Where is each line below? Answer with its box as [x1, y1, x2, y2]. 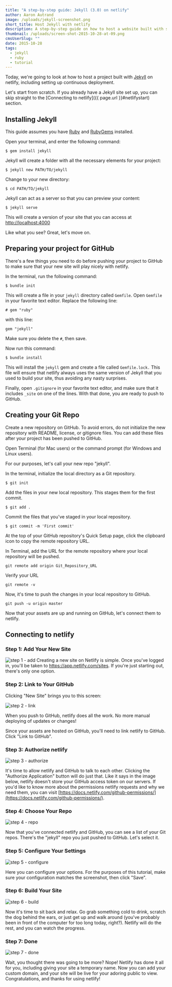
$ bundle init [5, 283, 36, 288]
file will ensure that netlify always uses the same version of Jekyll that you [5, 369, 162, 375]
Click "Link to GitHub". [5, 733, 52, 739]
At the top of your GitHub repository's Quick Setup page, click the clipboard [5, 532, 165, 538]
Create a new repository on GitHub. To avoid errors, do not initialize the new [5, 424, 166, 430]
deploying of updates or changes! [5, 718, 77, 724]
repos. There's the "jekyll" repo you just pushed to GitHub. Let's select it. [5, 834, 160, 841]
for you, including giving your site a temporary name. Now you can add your [5, 965, 166, 971]
